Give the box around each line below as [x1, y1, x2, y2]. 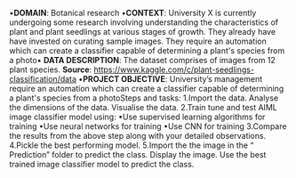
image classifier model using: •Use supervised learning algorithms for [9, 111, 266, 122]
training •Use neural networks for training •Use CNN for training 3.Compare [9, 121, 287, 132]
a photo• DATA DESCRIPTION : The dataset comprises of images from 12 [9, 55, 276, 65]
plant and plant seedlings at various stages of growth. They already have [9, 27, 276, 36]
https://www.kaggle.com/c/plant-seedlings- [93, 64, 255, 75]
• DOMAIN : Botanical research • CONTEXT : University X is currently [9, 8, 257, 18]
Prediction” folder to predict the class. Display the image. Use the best [9, 150, 267, 159]
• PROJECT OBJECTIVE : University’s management [78, 74, 263, 84]
